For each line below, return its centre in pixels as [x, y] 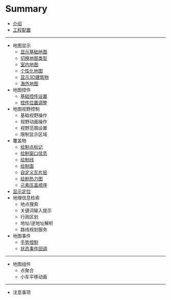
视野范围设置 [34, 128]
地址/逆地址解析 [37, 223]
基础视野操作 [34, 115]
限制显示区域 [34, 134]
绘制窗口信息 [34, 153]
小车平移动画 [34, 277]
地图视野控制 [26, 109]
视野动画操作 [34, 121]
